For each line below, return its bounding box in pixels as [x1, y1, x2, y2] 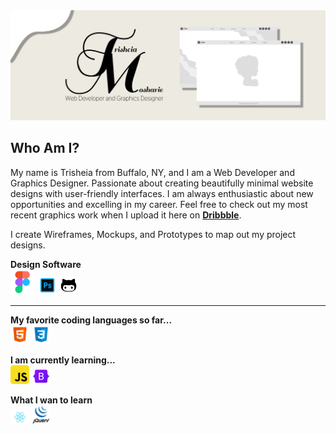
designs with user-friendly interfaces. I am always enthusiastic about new [10, 187, 314, 199]
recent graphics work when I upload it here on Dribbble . [10, 209, 242, 221]
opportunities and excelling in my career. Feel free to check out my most [10, 198, 308, 210]
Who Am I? [10, 140, 80, 157]
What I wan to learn [10, 394, 93, 406]
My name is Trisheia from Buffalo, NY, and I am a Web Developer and [10, 166, 295, 178]
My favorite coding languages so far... [10, 314, 173, 326]
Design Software [10, 258, 82, 270]
